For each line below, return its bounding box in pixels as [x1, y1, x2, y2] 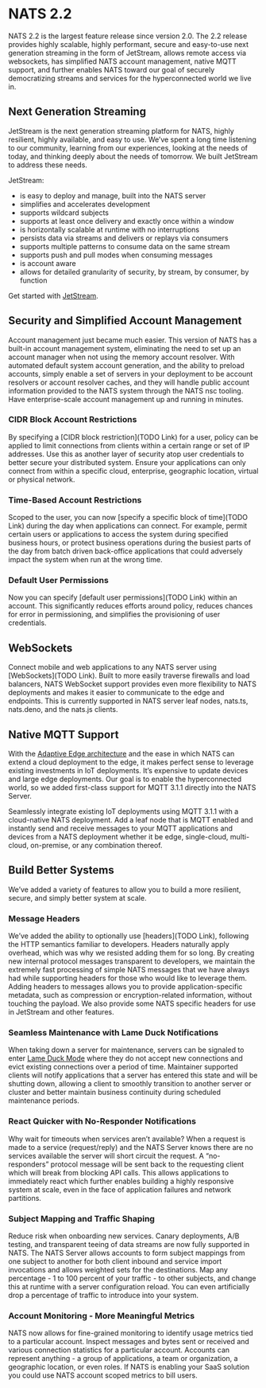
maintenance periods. [8, 1096, 79, 1105]
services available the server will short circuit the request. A [8, 1151, 204, 1160]
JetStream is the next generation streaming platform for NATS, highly [8, 126, 234, 135]
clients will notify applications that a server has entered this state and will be [8, 1070, 258, 1080]
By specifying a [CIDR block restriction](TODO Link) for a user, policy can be [8, 432, 259, 442]
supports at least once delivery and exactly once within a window [19, 216, 234, 225]
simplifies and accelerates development [19, 199, 151, 209]
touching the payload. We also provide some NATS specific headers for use [8, 999, 256, 1008]
